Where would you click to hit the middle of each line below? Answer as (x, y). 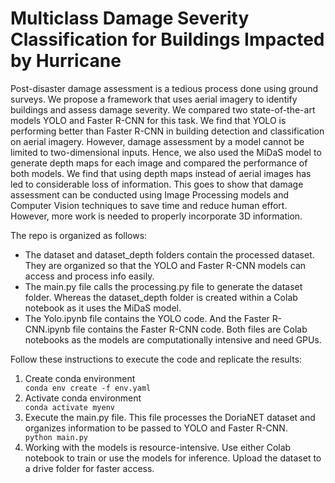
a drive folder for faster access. (89, 468)
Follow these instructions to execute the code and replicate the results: (156, 359)
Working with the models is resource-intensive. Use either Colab (158, 447)
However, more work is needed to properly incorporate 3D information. (156, 216)
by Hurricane (66, 61)
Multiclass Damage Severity (130, 18)
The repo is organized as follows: (79, 235)
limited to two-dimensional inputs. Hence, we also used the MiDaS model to (166, 152)
